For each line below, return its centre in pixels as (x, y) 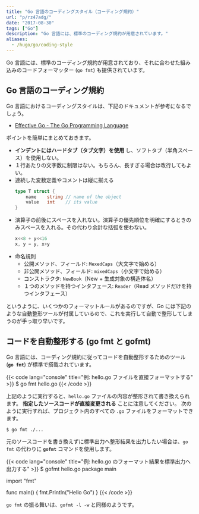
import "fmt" (21, 481)
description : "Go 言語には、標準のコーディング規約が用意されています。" (87, 34)
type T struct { (35, 191)
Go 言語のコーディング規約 (55, 91)
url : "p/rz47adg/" (29, 17)
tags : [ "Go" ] (22, 28)
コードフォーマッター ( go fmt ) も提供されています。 (85, 70)
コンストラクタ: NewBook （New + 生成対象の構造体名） (90, 278)
